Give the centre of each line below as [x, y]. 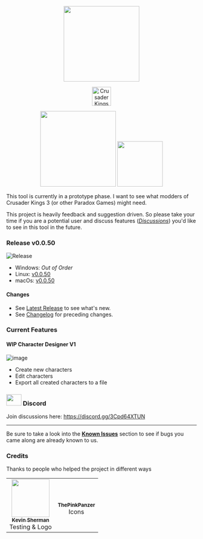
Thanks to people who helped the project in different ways [79, 469]
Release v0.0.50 [31, 243]
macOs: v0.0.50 [35, 280]
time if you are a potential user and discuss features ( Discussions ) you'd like [101, 221]
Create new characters [43, 369]
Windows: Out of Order [44, 268]
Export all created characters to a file [61, 382]
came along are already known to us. [52, 440]
